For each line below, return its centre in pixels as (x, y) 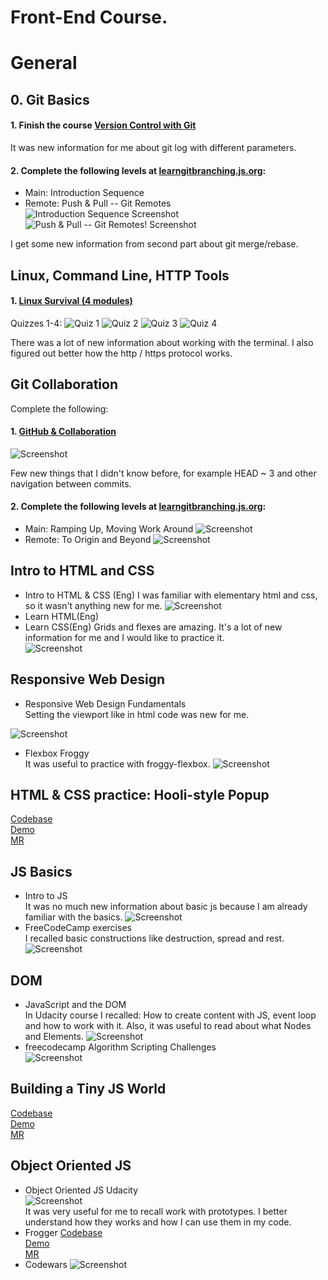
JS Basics (41, 871)
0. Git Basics (50, 99)
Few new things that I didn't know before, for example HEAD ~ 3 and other (163, 473)
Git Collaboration (64, 384)
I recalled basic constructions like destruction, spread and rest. (154, 938)
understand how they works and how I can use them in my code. (158, 1222)
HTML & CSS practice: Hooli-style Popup (140, 795)
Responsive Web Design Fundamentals (105, 703)
